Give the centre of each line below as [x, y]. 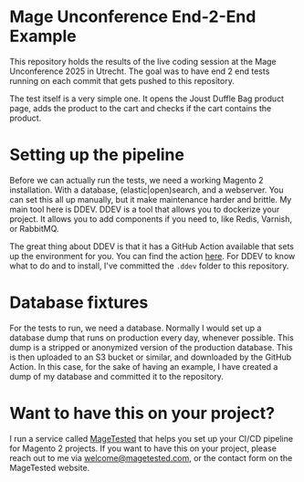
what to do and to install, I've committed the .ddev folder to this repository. [149, 266]
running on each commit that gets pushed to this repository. [122, 80]
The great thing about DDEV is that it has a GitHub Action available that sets [152, 246]
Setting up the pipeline [97, 155]
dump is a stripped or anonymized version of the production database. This [152, 347]
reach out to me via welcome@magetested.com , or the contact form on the [151, 457]
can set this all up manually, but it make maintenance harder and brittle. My [151, 199]
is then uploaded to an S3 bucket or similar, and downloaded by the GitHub [151, 357]
